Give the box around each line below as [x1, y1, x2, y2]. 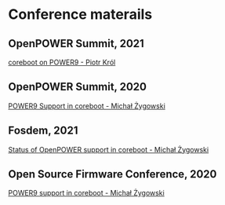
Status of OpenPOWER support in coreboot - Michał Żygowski [8, 145, 209, 154]
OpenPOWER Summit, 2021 [8, 37, 145, 50]
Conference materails [8, 5, 153, 24]
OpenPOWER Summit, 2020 [8, 80, 147, 93]
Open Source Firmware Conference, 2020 [8, 167, 217, 181]
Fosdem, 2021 [8, 124, 78, 137]
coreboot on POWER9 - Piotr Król [8, 57, 116, 67]
